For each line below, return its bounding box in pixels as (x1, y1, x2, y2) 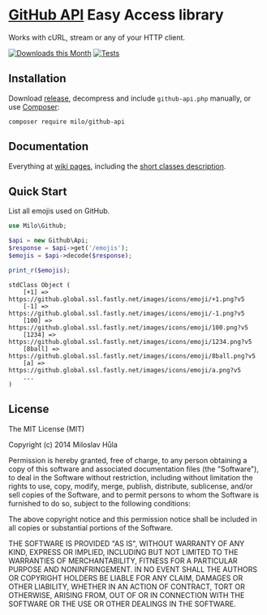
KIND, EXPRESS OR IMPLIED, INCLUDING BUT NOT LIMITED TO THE (8, 547, 239, 557)
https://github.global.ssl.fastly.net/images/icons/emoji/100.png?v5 (8, 323, 249, 332)
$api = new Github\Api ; (8, 237, 89, 245)
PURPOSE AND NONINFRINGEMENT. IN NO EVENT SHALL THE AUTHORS (8, 564, 258, 574)
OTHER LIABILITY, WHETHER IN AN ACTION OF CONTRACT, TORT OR (8, 582, 245, 591)
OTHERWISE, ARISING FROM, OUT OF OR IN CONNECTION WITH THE (8, 590, 245, 600)
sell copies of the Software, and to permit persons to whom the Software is (8, 489, 260, 500)
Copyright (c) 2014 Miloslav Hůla (8, 440, 118, 449)
